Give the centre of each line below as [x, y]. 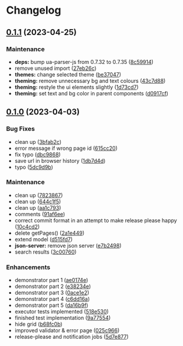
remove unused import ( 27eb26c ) [55, 68]
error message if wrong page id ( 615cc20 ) [66, 148]
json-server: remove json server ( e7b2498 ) [68, 245]
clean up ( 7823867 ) [39, 195]
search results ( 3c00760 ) [45, 252]
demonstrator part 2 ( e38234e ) [53, 286]
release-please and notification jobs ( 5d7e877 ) [71, 337]
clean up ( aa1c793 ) [38, 207]
